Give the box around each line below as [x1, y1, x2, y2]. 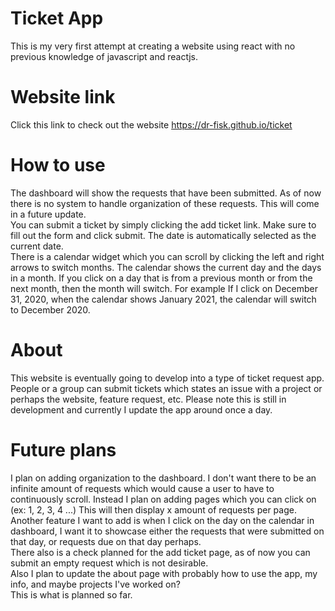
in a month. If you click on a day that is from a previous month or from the [10, 272, 313, 284]
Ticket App [10, 7, 104, 30]
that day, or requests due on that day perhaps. [10, 535, 202, 547]
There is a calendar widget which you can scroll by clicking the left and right [10, 250, 325, 262]
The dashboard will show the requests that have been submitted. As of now [10, 187, 322, 199]
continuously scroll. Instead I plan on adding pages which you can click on [10, 493, 317, 505]
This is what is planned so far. [10, 588, 133, 601]
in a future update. [10, 208, 87, 220]
